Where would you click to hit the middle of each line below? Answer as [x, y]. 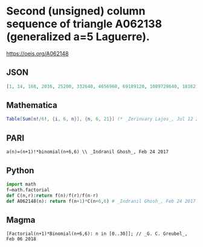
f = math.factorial [28, 190]
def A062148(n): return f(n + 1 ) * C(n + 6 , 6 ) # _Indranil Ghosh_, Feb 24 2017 [101, 201]
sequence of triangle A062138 [84, 24]
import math [21, 184]
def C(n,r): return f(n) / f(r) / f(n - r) [52, 195]
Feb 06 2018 [21, 239]
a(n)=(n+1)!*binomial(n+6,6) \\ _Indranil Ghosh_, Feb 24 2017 [88, 152]
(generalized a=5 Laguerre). [78, 37]
